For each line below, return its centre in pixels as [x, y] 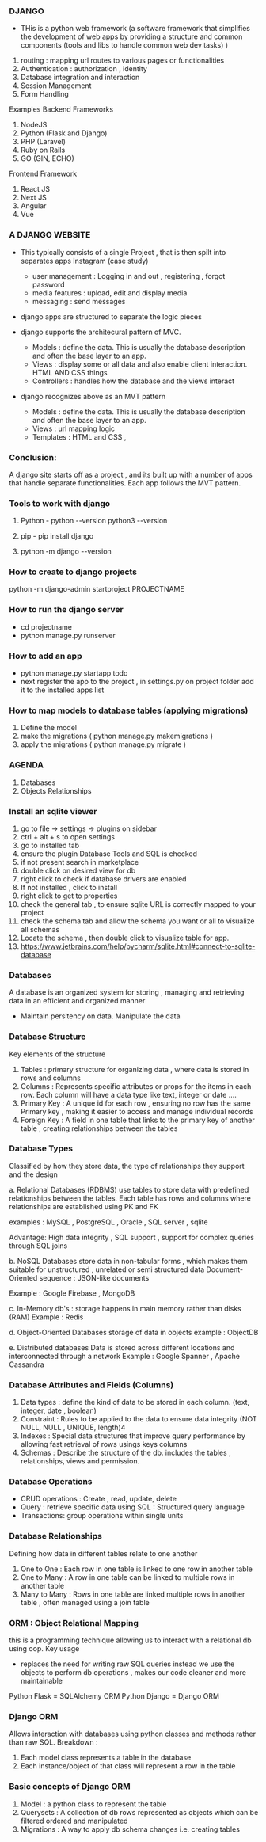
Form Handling [45, 94]
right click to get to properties [69, 896]
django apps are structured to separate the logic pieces [111, 316]
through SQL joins [38, 1246]
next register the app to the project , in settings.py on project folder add [137, 682]
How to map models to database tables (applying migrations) [129, 710]
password [49, 284]
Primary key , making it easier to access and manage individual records [137, 1111]
